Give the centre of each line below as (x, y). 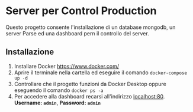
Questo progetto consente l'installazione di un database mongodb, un (91, 27)
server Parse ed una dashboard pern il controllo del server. (77, 33)
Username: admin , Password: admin (57, 103)
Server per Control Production (81, 11)
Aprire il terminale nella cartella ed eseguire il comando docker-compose (101, 73)
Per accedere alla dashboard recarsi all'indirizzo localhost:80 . (89, 96)
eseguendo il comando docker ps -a (59, 90)
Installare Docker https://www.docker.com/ (67, 66)
